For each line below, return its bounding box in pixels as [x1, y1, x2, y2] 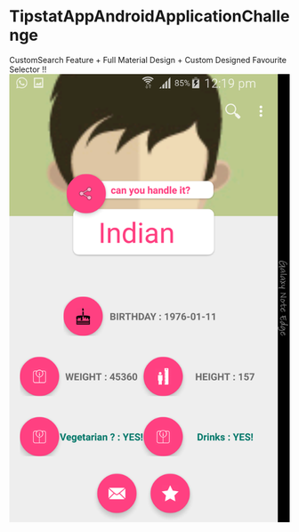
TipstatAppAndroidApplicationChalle [9, 6, 290, 27]
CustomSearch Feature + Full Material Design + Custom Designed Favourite [9, 54, 287, 65]
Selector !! [9, 64, 47, 75]
